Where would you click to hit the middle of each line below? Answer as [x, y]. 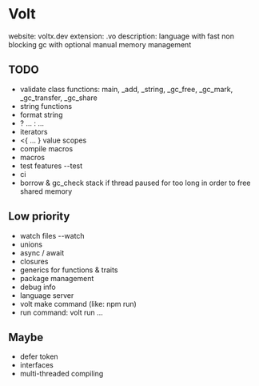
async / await [42, 252]
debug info [38, 287]
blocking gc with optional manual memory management [100, 44]
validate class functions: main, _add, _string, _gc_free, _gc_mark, [126, 89]
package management [57, 278]
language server [47, 295]
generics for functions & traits [69, 270]
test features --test [51, 166]
